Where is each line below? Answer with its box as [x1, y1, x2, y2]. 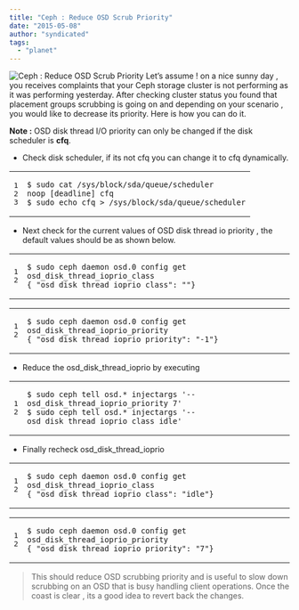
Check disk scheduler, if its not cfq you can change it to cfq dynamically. [21, 152, 289, 163]
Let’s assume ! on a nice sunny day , [145, 70, 279, 81]
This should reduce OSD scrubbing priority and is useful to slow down [30, 572, 288, 582]
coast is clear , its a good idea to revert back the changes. [30, 590, 245, 601]
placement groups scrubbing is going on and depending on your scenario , [9, 99, 284, 110]
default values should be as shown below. [21, 235, 176, 246]
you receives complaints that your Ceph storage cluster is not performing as [9, 80, 289, 91]
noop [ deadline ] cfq [26, 189, 114, 199]
